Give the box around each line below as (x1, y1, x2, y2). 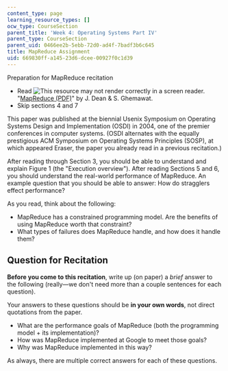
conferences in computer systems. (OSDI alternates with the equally (7, 129, 200, 137)
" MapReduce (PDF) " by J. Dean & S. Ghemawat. (16, 94, 153, 102)
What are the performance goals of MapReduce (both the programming (16, 321, 219, 329)
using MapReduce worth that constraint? (16, 220, 132, 228)
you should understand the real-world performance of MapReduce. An (7, 171, 207, 180)
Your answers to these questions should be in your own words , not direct (7, 300, 215, 309)
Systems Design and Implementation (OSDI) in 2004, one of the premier (7, 121, 210, 130)
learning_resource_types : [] (7, 16, 90, 23)
